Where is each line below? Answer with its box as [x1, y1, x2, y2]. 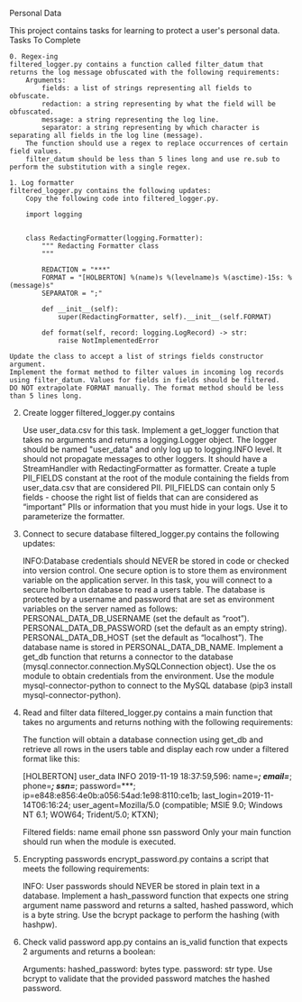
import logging [25, 210, 83, 219]
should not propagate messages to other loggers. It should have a [22, 454, 268, 464]
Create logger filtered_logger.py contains [22, 408, 176, 418]
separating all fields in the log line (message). [9, 131, 204, 140]
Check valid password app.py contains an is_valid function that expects [22, 937, 288, 947]
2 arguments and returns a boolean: [22, 946, 156, 957]
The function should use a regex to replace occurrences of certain [25, 139, 288, 148]
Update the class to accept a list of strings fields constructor [9, 352, 264, 361]
